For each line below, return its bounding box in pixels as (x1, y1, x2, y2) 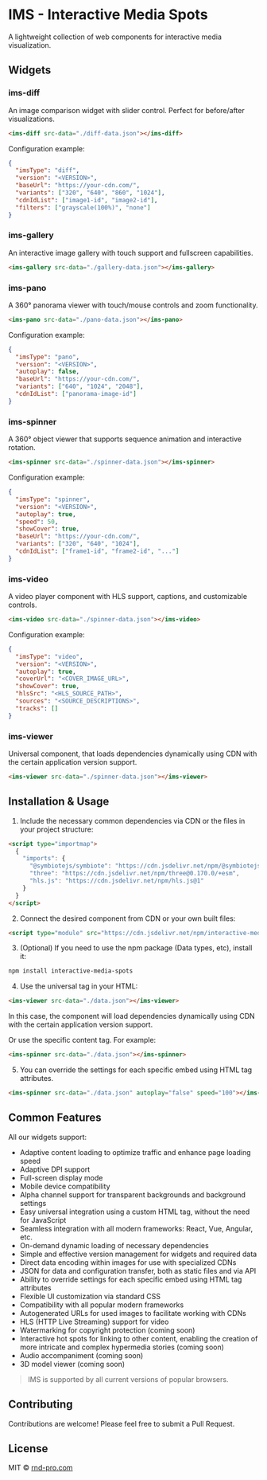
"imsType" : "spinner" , (15, 495, 91, 503)
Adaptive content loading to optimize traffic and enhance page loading (19, 1147, 252, 1157)
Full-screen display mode (19, 1173, 103, 1182)
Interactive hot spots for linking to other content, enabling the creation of (19, 1333, 258, 1343)
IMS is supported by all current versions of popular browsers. (27, 1374, 229, 1384)
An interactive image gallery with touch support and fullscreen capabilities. (8, 248, 253, 257)
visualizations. (8, 114, 56, 123)
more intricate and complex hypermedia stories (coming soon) (19, 1342, 225, 1352)
